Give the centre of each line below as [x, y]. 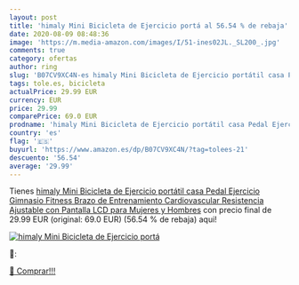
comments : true [37, 51]
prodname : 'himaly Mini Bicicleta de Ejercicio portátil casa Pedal [139, 125]
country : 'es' [36, 133]
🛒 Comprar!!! [32, 271]
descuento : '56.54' [45, 158]
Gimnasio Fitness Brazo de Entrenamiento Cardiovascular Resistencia [137, 201]
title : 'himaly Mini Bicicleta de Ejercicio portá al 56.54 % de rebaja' [149, 26]
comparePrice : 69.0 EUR [53, 116]
